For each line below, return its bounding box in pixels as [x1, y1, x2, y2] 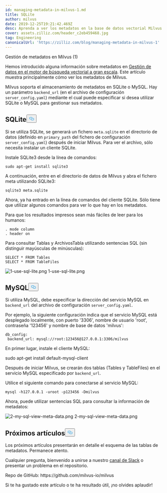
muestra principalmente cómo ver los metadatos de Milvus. [5, 74, 127, 80]
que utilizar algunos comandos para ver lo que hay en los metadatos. [5, 202, 147, 208]
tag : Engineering [5, 36, 41, 41]
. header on [5, 231, 30, 236]
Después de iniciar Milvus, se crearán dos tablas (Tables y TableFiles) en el [5, 365, 160, 371]
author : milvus [5, 17, 37, 22]
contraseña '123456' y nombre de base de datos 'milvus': [5, 322, 124, 328]
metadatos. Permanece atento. [5, 447, 69, 454]
